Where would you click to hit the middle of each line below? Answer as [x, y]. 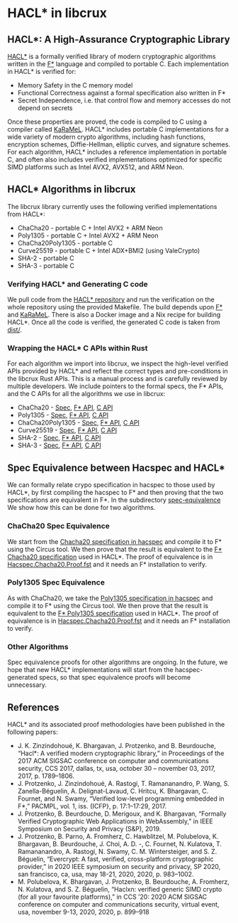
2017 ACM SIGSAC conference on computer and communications [113, 761]
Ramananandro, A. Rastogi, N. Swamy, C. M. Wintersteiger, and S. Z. [117, 851]
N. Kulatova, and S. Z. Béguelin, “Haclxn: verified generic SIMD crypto [120, 889]
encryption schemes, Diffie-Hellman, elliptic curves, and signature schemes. [119, 144]
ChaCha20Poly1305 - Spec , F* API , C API [79, 423]
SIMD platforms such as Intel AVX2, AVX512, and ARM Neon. [96, 167]
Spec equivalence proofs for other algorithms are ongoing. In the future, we [118, 662]
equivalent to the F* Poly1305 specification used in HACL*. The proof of [113, 613]
